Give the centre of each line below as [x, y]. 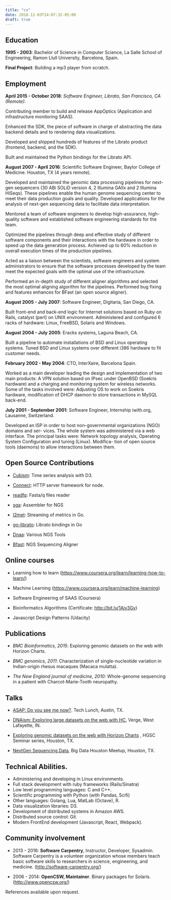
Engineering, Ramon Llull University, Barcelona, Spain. [62, 58]
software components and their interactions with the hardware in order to [82, 240]
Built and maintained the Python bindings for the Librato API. [69, 157]
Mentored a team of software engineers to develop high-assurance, [76, 214]
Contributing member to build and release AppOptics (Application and [78, 111]
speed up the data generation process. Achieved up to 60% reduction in [81, 245]
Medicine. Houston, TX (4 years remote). [48, 172]
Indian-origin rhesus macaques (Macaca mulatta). [65, 667]
